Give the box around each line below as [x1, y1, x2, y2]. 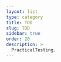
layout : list [6, 8, 38, 15]
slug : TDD [6, 25, 30, 31]
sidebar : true [6, 31, 41, 37]
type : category [6, 14, 43, 20]
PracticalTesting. [11, 47, 57, 53]
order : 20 [6, 36, 30, 42]
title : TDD [6, 19, 33, 25]
